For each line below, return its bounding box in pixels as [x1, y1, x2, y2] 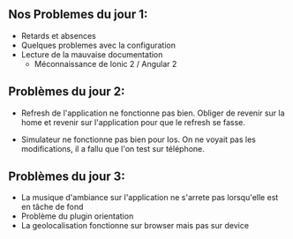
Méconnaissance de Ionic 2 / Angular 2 [34, 58, 177, 69]
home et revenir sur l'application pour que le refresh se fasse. [20, 116, 246, 127]
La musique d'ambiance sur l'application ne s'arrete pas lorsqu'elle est [20, 192, 279, 203]
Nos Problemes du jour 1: [8, 7, 148, 22]
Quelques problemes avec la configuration [20, 40, 176, 50]
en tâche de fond [20, 202, 84, 213]
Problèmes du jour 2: [8, 84, 125, 100]
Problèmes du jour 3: [8, 169, 125, 184]
